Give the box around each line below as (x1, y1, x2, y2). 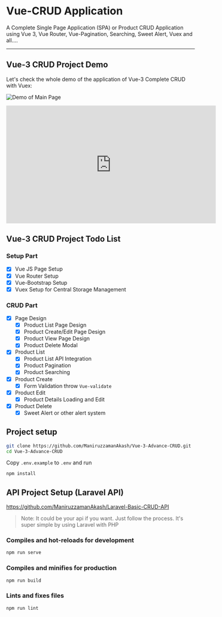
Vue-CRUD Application (6, 4, 123, 18)
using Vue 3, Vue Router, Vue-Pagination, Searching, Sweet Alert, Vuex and (6, 30, 193, 37)
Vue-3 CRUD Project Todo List (6, 234, 121, 244)
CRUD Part (6, 301, 38, 309)
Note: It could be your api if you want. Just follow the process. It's (20, 515, 184, 522)
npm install (6, 471, 36, 477)
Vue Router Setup (14, 272, 59, 279)
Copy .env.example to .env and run (6, 459, 92, 466)
